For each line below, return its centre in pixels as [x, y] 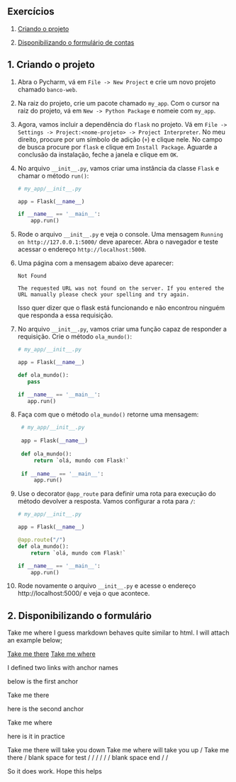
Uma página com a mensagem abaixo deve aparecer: [95, 263]
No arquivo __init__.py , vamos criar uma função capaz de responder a [122, 329]
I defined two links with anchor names [63, 668]
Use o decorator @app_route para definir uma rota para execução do [117, 494]
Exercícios [31, 12]
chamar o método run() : [53, 176]
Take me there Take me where [51, 654]
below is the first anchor [43, 681]
